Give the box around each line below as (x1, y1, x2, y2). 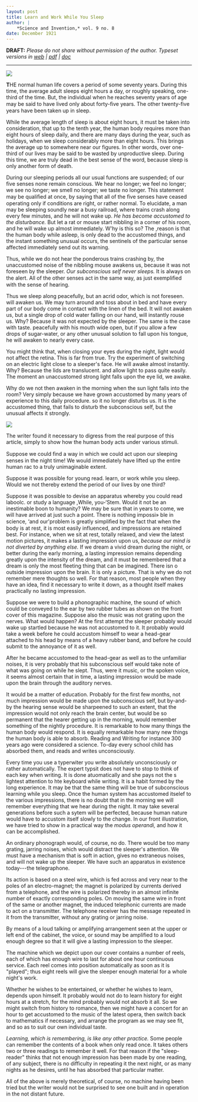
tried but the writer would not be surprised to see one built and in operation (6, 1084, 189, 1091)
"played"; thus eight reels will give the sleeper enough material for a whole (6, 968, 187, 975)
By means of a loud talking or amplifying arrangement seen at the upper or (6, 925, 187, 932)
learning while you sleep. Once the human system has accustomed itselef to (6, 790, 192, 798)
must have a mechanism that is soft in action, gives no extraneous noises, (6, 852, 186, 859)
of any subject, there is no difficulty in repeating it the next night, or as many (6, 1060, 192, 1067)
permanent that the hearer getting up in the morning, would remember (6, 716, 177, 723)
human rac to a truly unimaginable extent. (6, 464, 107, 471)
